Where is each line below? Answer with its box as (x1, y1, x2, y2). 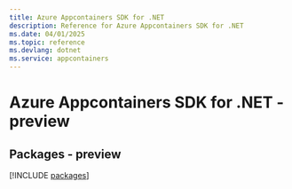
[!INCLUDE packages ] (9, 170, 90, 180)
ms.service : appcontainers (9, 54, 109, 63)
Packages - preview (9, 146, 122, 161)
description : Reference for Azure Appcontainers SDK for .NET (9, 21, 244, 30)
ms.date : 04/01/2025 (9, 29, 86, 38)
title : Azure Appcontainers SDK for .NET (9, 12, 165, 22)
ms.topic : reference (9, 37, 86, 47)
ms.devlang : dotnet (9, 46, 82, 55)
